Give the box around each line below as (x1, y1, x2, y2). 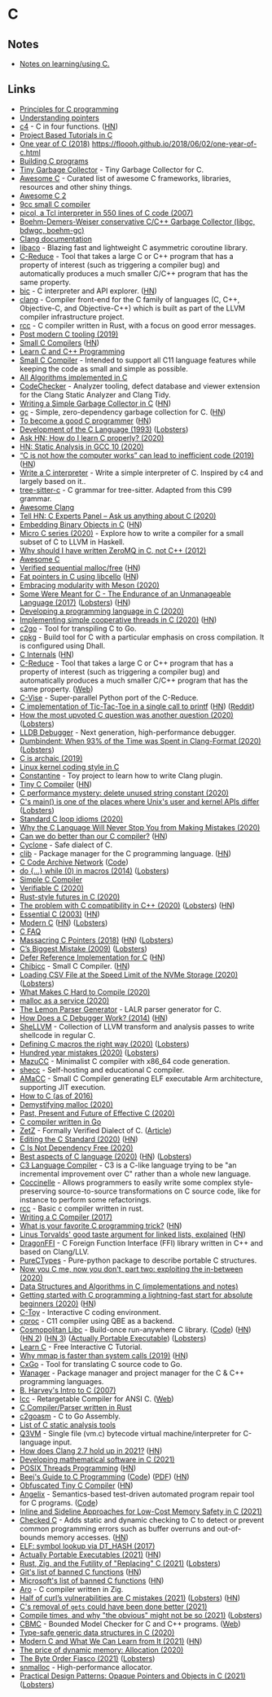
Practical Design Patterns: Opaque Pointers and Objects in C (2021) (19, 1671, 246, 1681)
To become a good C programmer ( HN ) (19, 415, 152, 425)
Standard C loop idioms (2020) (19, 814, 124, 824)
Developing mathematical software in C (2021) (19, 1454, 175, 1464)
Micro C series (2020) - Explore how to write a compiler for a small (19, 528, 244, 538)
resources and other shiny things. (19, 182, 133, 191)
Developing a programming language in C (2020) (19, 606, 184, 616)
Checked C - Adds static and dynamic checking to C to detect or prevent (19, 1515, 265, 1524)
